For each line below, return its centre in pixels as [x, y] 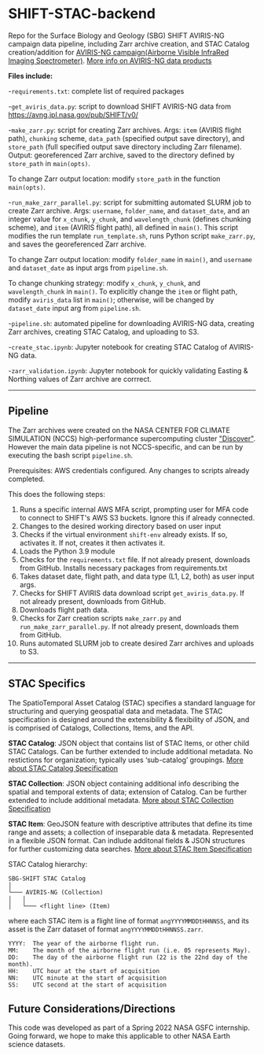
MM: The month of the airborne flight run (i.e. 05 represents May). [130, 950]
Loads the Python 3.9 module [67, 551]
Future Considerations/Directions [92, 1009]
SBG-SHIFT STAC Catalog [47, 879]
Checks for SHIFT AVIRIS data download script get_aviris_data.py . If [132, 593]
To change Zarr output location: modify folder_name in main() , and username [130, 259]
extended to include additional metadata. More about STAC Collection [121, 800]
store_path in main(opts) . [49, 163]
